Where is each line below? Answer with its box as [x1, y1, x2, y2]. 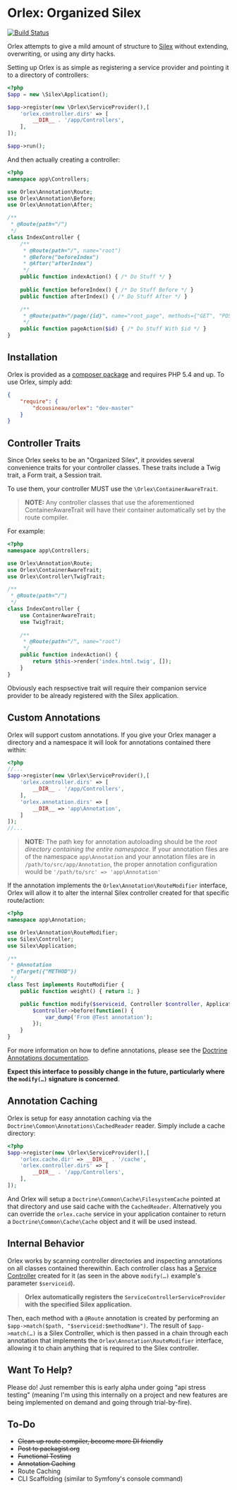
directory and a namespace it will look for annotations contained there [7, 738, 212, 746]
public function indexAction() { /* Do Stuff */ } [20, 273, 172, 280]
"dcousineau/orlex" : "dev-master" [32, 404, 134, 411]
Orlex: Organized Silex [7, 5, 141, 21]
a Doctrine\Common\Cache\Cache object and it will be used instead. [7, 1217, 197, 1225]
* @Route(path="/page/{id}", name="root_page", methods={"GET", [23, 312, 217, 319]
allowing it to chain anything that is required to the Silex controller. [7, 1343, 199, 1352]
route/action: [7, 896, 44, 905]
